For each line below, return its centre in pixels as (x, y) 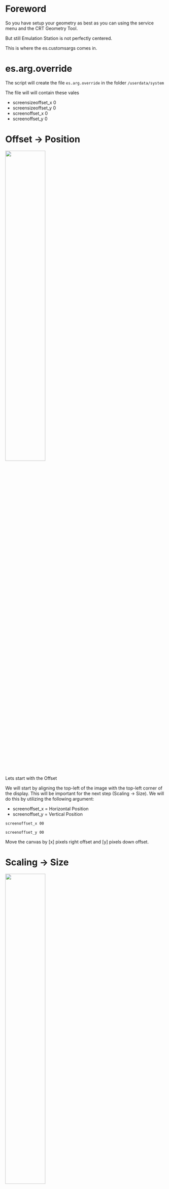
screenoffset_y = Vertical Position (47, 814)
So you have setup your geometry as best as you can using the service (79, 23)
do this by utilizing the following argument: (50, 799)
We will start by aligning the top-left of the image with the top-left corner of (84, 788)
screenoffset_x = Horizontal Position (50, 809)
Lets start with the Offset (31, 778)
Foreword (26, 9)
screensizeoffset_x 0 (35, 102)
